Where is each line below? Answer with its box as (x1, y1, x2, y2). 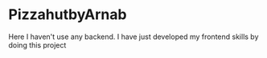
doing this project (8, 40, 67, 49)
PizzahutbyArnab (8, 6, 127, 24)
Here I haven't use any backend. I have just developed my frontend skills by (8, 32, 259, 41)
